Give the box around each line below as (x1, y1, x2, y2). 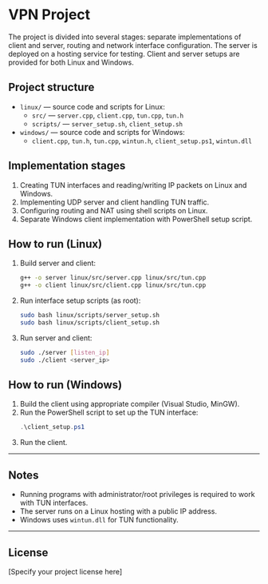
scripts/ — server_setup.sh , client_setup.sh (31, 118, 183, 129)
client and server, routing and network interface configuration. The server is (8, 40, 258, 50)
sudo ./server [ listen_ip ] (19, 348, 110, 356)
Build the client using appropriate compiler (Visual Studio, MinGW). (19, 399, 240, 409)
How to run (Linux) (8, 237, 102, 251)
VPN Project (8, 6, 91, 24)
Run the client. (19, 438, 68, 447)
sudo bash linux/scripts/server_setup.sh (19, 312, 160, 320)
